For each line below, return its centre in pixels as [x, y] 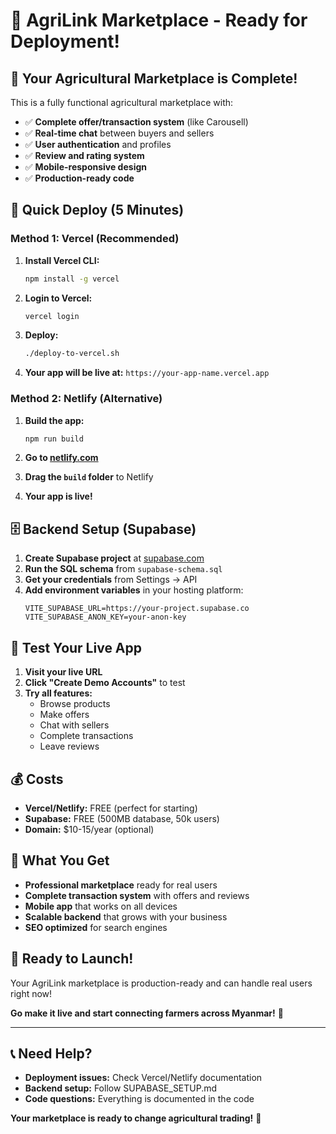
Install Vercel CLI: [62, 260]
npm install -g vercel [72, 279]
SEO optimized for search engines [96, 927]
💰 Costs [37, 779]
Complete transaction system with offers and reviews [137, 895]
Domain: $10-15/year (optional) [89, 829]
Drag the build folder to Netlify [89, 477]
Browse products [75, 704]
